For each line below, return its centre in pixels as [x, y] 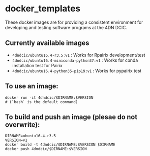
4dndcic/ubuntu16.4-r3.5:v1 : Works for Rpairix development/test [79, 55]
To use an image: [32, 86]
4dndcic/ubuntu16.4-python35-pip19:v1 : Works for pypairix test [77, 71]
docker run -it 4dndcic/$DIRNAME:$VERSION [49, 97]
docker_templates [43, 9]
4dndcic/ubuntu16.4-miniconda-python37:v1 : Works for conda [75, 60]
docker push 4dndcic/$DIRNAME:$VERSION [46, 149]
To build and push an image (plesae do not [71, 117]
